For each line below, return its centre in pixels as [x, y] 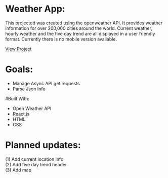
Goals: [19, 69]
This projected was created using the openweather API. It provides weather [84, 23]
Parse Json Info [29, 89]
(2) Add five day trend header [36, 164]
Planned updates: [43, 145]
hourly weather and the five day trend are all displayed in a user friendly [80, 33]
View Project [18, 49]
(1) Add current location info [34, 159]
